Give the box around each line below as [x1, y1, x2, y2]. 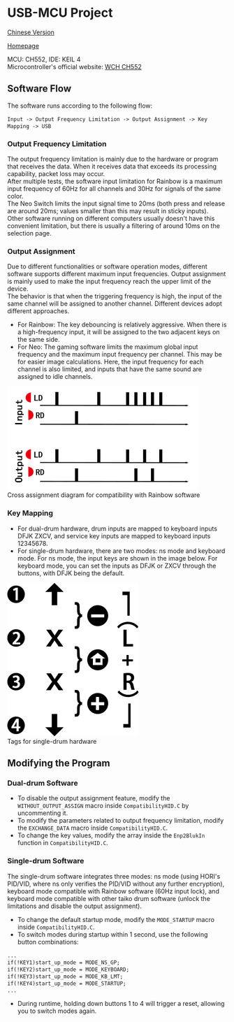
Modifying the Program [7, 757, 110, 770]
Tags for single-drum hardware [7, 737, 97, 745]
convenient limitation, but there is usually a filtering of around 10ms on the [7, 222, 220, 230]
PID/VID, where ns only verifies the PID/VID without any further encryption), [7, 879, 225, 888]
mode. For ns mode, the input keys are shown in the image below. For [17, 554, 218, 562]
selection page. [7, 229, 52, 238]
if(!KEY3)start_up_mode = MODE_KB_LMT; [7, 973, 124, 980]
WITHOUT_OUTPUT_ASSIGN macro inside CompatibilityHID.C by [17, 802, 189, 810]
